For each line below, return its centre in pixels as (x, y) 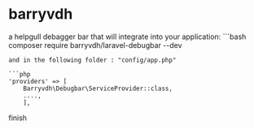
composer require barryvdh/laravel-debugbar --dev (95, 45)
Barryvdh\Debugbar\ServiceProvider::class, (98, 88)
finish (18, 118)
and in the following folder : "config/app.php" (92, 60)
